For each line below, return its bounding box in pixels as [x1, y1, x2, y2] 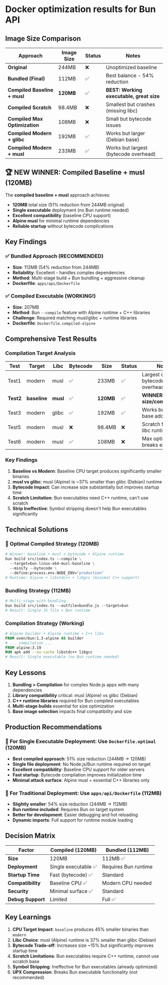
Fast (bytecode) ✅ [49, 871, 93, 878]
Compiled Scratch [7, 104, 51, 111]
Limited [49, 896, 67, 903]
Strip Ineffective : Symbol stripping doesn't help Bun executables [12, 505, 146, 511]
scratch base [12, 958, 40, 964]
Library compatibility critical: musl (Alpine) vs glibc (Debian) [12, 693, 138, 698]
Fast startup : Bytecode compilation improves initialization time [12, 771, 142, 777]
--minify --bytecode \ [9, 566, 57, 571]
